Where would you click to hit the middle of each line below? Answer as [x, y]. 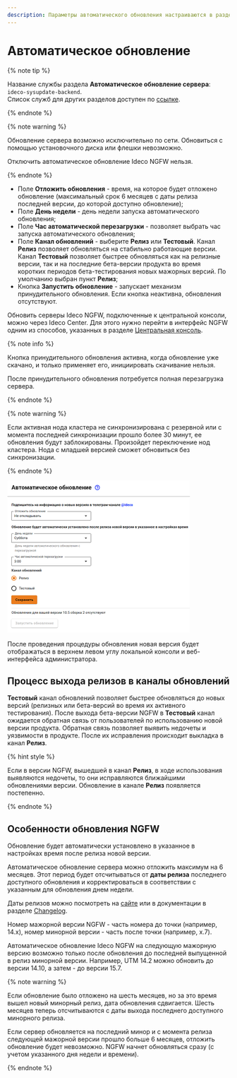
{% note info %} [31, 343]
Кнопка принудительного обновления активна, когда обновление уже [113, 357]
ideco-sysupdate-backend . [45, 91]
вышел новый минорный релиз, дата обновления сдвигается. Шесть [111, 1003]
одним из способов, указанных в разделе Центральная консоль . [105, 330]
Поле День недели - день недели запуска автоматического [108, 211]
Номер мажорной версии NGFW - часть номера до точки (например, [112, 925]
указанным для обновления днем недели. [71, 889]
